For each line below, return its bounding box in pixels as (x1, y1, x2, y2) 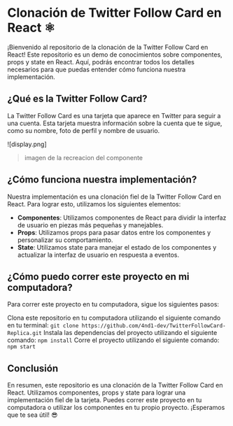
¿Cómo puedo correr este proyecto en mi (7, 271, 190, 283)
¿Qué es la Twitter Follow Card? (7, 93, 148, 105)
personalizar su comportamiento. (17, 236, 113, 244)
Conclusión (7, 362, 59, 374)
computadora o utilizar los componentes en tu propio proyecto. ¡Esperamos (7, 404, 225, 412)
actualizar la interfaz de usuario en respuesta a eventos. (17, 250, 180, 259)
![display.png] (7, 140, 47, 148)
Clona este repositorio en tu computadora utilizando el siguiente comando (7, 313, 221, 322)
